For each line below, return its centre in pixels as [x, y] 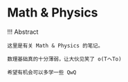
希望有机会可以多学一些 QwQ [42, 72]
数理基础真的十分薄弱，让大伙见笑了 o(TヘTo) [65, 59]
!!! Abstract [23, 32]
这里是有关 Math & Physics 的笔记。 [55, 45]
